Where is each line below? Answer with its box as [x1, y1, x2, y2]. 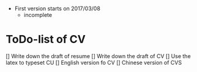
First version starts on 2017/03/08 [14, 5, 100, 12]
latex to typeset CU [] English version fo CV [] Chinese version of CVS [6, 59, 182, 67]
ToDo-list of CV [6, 33, 86, 47]
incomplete [23, 11, 53, 19]
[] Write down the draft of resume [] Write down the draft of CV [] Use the [6, 53, 191, 60]
